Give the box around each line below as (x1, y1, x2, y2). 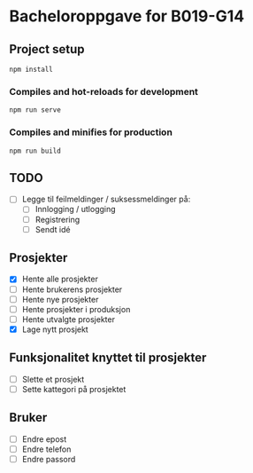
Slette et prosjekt (21, 374, 85, 384)
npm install (9, 65, 53, 74)
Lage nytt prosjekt (21, 324, 88, 335)
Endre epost (21, 433, 67, 445)
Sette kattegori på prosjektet (21, 383, 126, 394)
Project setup (9, 42, 86, 57)
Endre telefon (21, 444, 72, 454)
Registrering (34, 214, 80, 225)
